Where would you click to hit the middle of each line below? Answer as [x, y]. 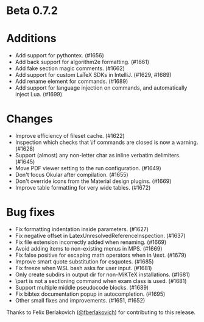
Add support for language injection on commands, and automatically [101, 88]
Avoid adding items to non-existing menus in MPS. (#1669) [89, 249]
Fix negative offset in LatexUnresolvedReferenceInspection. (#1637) [100, 236]
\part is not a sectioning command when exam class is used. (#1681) [101, 281]
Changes [30, 119]
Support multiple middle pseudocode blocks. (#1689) [82, 288]
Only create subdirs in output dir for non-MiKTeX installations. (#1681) [103, 274]
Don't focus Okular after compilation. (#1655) [72, 175]
